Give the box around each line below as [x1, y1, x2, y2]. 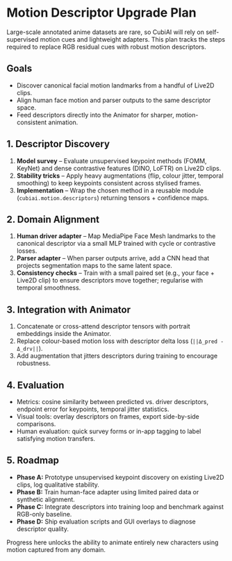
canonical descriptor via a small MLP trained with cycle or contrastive [16, 240, 216, 248]
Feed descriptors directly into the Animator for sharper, [16, 110, 174, 119]
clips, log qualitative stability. [16, 480, 100, 489]
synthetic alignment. [16, 495, 76, 503]
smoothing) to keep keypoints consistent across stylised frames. [16, 178, 202, 187]
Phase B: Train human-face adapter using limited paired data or [16, 487, 199, 496]
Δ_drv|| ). [16, 344, 43, 353]
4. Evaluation [6, 379, 65, 391]
